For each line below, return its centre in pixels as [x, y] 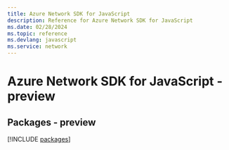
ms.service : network [38, 46]
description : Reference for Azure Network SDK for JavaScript [100, 20]
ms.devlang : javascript [42, 40]
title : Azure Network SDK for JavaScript [69, 14]
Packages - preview [52, 122]
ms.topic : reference [38, 33]
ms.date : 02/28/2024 [38, 27]
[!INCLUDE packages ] [39, 139]
